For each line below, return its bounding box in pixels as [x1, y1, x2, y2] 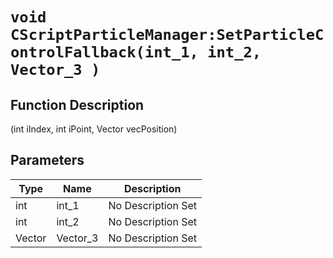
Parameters [10, 152, 85, 169]
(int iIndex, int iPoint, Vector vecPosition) [10, 123, 178, 135]
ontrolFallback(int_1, [10, 43, 199, 62]
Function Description [10, 96, 145, 113]
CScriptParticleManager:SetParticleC [10, 26, 325, 45]
